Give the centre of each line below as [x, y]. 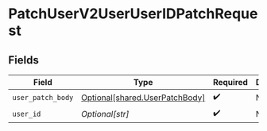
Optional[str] [105, 114]
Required [231, 82]
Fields [24, 60]
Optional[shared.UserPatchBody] [143, 98]
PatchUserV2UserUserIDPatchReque [133, 14]
